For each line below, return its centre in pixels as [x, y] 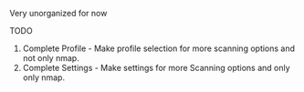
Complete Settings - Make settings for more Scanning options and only [156, 68]
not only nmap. [51, 58]
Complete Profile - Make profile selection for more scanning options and [158, 48]
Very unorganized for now [58, 13]
